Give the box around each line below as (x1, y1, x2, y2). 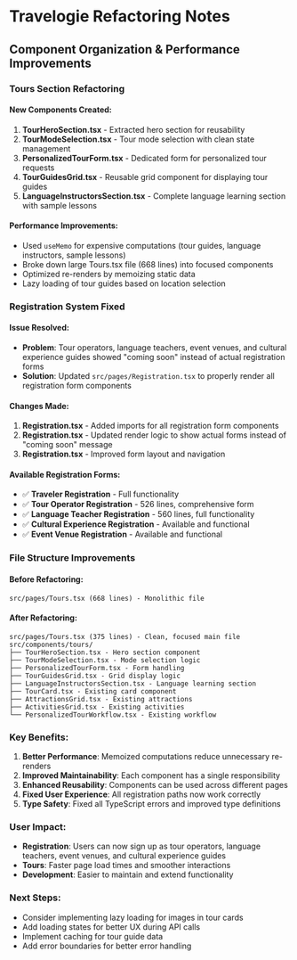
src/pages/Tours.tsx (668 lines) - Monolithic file (9, 594, 205, 603)
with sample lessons (21, 200, 98, 210)
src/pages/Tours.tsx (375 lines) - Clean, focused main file (9, 632, 241, 641)
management (21, 143, 71, 153)
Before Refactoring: (9, 573, 84, 585)
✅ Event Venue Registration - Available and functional (21, 529, 223, 540)
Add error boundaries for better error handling (21, 940, 192, 951)
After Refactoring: (9, 612, 78, 623)
